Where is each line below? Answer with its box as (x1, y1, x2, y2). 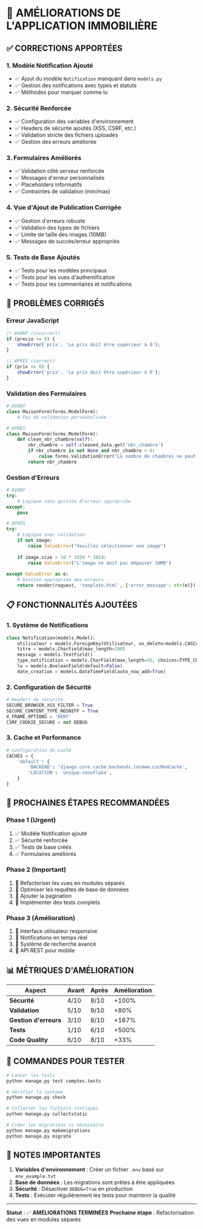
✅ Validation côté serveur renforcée (14, 167, 105, 175)
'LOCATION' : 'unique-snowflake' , (28, 769, 112, 776)
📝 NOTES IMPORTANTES (6, 1150, 101, 1161)
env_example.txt (14, 1173, 56, 1180)
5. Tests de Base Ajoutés (6, 253, 80, 262)
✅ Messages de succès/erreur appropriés (14, 237, 120, 245)
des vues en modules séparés (6, 1216, 82, 1223)
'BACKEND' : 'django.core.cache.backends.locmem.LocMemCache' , (28, 764, 188, 770)
